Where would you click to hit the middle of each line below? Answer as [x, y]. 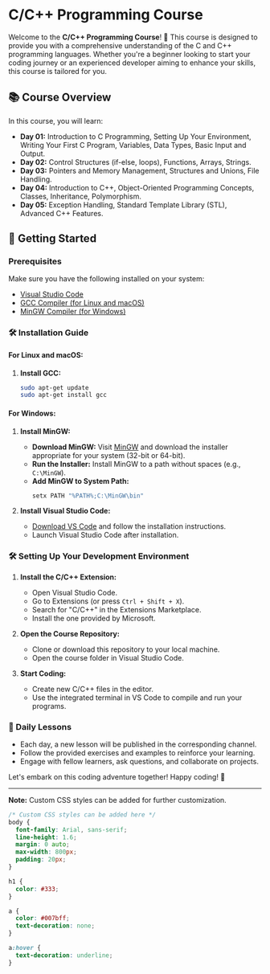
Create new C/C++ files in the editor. [93, 689]
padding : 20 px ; [41, 860]
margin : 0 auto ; [43, 845]
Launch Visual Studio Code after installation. [105, 535]
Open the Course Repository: [70, 633]
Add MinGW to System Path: [80, 481]
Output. [33, 153]
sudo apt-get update [54, 387]
